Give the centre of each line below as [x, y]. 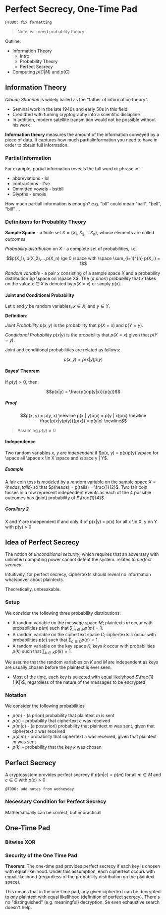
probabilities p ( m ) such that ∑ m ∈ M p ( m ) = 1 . [57, 628]
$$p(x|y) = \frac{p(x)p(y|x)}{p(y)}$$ [83, 392]
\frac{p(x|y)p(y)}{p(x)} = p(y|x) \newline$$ [83, 421]
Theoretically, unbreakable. [33, 589]
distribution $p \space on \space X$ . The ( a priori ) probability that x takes [81, 278]
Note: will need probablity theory [51, 31]
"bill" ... [13, 209]
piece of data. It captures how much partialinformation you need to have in [81, 139]
